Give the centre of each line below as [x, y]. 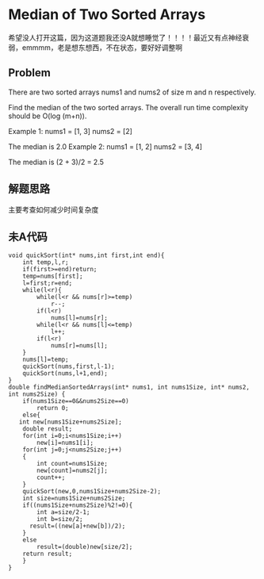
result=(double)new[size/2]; [85, 547]
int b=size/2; [60, 520]
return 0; [53, 408]
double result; [48, 429]
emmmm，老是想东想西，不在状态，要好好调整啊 [102, 47]
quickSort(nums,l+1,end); [65, 374]
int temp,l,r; [46, 263]
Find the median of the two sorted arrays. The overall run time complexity [128, 107]
